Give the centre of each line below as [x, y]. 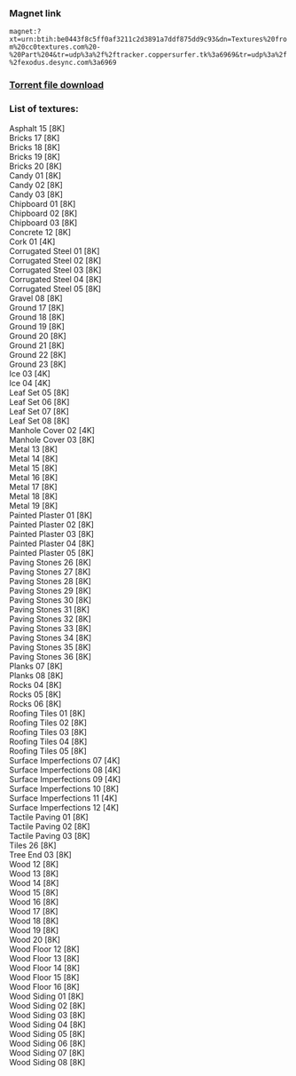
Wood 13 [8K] [34, 874]
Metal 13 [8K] [34, 449]
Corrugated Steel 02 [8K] [55, 260]
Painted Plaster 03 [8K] [52, 534]
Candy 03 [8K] [36, 194]
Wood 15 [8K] [34, 892]
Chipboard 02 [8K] [43, 213]
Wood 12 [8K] [34, 864]
